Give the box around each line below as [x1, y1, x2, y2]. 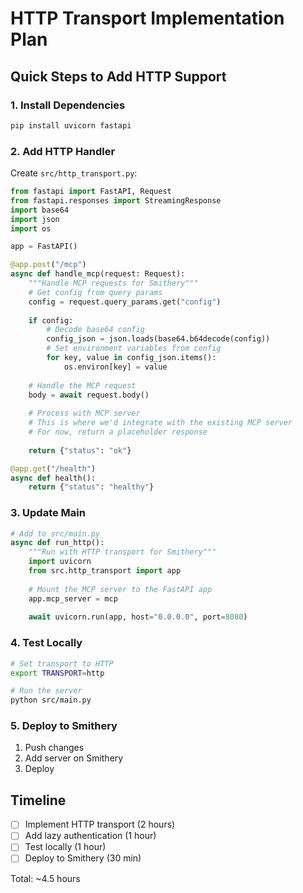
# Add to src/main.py [10, 528, 101, 539]
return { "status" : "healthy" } [28, 482, 155, 492]
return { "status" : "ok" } [28, 445, 132, 456]
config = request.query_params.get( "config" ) [28, 297, 222, 307]
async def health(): [10, 473, 97, 483]
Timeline [10, 792, 67, 809]
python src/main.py [10, 695, 92, 706]
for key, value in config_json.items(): [46, 353, 217, 363]
